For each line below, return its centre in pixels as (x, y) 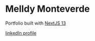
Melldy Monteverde (48, 9)
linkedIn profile (21, 33)
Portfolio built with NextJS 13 (36, 23)
